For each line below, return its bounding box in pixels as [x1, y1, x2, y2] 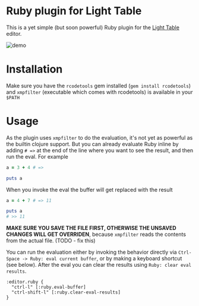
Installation [6, 62, 63, 76]
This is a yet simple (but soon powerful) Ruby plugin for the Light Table [6, 24, 180, 31]
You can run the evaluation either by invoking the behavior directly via [6, 248, 177, 256]
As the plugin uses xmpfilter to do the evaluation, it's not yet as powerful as [6, 134, 193, 141]
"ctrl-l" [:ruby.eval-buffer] [11, 284, 86, 291]
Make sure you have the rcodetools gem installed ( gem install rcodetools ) [6, 82, 191, 89]
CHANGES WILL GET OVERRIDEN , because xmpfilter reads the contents [6, 231, 186, 238]
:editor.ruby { [6, 279, 44, 285]
